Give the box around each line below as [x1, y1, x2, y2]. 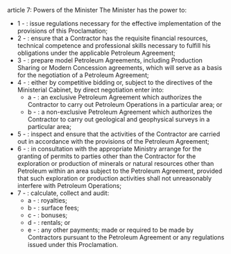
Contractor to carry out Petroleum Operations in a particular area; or [27, 101, 223, 108]
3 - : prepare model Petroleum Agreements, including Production [17, 56, 203, 65]
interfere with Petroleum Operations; [17, 182, 122, 189]
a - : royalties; [27, 196, 67, 204]
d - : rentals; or [27, 219, 71, 226]
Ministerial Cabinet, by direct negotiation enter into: [17, 86, 164, 94]
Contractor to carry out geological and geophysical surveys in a [27, 115, 210, 124]
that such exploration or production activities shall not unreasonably [17, 174, 212, 183]
